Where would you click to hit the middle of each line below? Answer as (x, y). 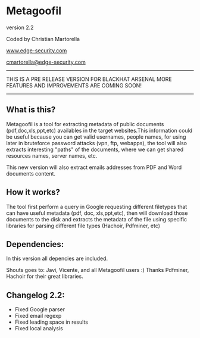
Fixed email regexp (38, 316)
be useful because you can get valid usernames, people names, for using (96, 137)
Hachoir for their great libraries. (45, 276)
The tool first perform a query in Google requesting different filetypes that (97, 206)
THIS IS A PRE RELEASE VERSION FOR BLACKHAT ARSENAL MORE (89, 79)
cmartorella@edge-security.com (46, 62)
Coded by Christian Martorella (43, 39)
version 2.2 (20, 27)
